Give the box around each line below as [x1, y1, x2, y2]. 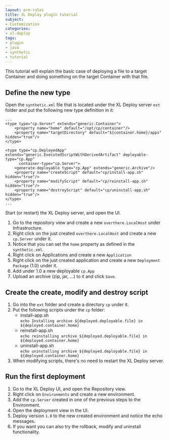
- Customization [5, 21, 39, 27]
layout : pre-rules [5, 7, 44, 13]
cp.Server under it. [12, 236, 52, 242]
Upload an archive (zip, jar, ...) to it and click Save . [12, 274, 116, 280]
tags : [5, 36, 17, 41]
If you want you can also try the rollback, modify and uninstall [12, 423, 141, 429]
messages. [12, 418, 36, 424]
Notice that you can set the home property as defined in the [12, 241, 135, 247]
